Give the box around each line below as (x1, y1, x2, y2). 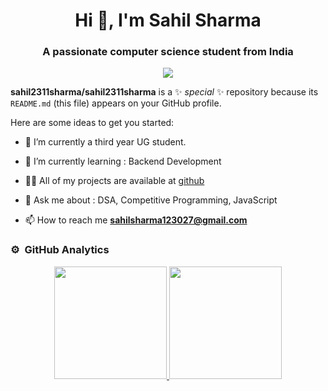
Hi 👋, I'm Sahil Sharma (74, 9, 262, 32)
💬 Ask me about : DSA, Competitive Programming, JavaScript (24, 194, 278, 206)
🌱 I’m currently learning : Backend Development (24, 155, 222, 168)
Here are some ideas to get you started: (10, 117, 175, 129)
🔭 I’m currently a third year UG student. (24, 136, 187, 148)
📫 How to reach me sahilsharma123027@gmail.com (24, 214, 248, 226)
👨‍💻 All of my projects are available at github (24, 175, 205, 187)
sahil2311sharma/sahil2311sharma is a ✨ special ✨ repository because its (10, 86, 319, 98)
